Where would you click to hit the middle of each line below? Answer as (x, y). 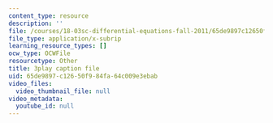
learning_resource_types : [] (58, 46)
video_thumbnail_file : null (63, 91)
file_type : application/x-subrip (65, 38)
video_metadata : (36, 99)
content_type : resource (49, 16)
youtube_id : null (45, 106)
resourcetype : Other (43, 61)
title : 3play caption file (54, 69)
